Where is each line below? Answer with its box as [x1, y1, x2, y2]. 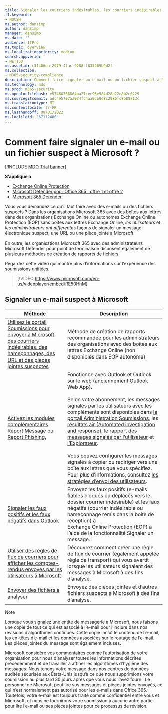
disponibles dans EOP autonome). [67, 353, 147, 360]
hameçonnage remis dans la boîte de [67, 511, 154, 518]
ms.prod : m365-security [5, 86, 55, 92]
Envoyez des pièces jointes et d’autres [67, 583, 157, 590]
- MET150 [5, 59, 23, 64]
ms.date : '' [5, 36, 30, 41]
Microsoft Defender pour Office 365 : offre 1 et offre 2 [12, 188, 123, 194]
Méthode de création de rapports [67, 328, 145, 335]
